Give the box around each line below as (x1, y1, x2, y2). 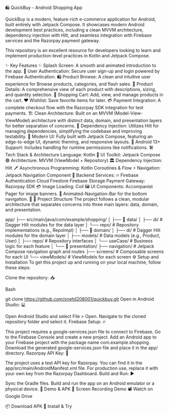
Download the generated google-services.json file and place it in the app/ (5, 345, 158, 351)
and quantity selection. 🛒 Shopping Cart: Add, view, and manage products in (5, 92, 163, 98)
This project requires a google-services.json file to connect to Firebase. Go (5, 329, 161, 335)
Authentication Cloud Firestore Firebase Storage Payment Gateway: (5, 178, 145, 184)
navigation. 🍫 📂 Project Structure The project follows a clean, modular (5, 196, 150, 202)
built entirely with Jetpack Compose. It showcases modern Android (5, 22, 145, 27)
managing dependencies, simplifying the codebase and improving (5, 128, 142, 134)
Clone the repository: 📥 (5, 275, 55, 281)
